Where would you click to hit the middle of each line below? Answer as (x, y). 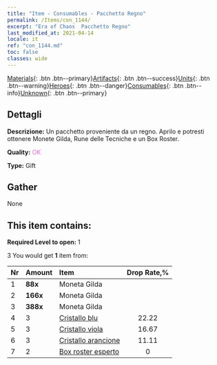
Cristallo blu (79, 318)
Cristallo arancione (90, 341)
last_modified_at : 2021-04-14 (51, 33)
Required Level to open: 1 (44, 242)
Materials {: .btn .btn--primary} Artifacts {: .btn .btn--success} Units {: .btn (108, 78)
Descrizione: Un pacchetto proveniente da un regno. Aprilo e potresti (106, 131)
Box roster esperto (89, 352)
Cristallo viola (81, 329)
